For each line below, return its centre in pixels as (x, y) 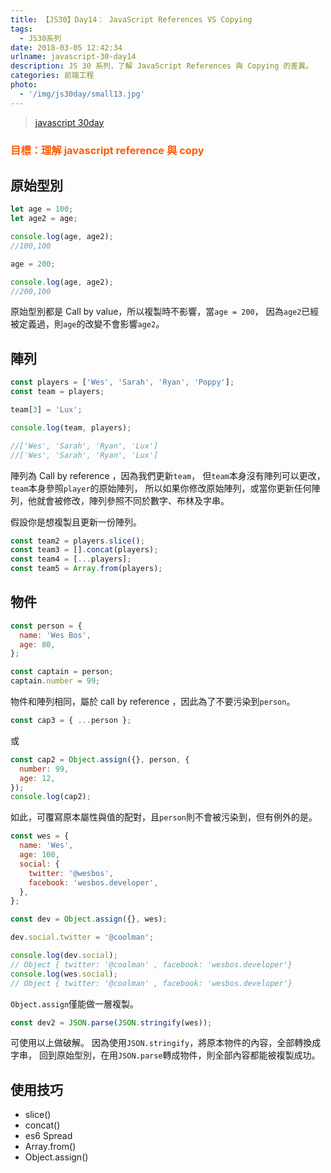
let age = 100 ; (42, 209)
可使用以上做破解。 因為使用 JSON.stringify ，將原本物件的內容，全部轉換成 (166, 1043)
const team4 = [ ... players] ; (71, 559)
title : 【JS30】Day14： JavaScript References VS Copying (131, 19)
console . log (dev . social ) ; (64, 956)
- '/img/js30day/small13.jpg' (82, 94)
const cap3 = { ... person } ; (71, 721)
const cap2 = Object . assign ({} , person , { (100, 759)
